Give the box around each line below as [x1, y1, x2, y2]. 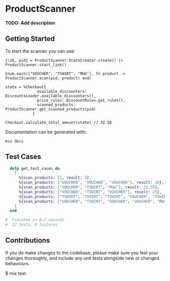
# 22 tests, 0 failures [5, 222, 58, 227]
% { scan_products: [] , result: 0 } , [18, 175, 92, 181]
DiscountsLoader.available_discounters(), [5, 93, 96, 98]
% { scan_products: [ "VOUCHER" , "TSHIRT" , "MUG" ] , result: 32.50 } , [18, 185, 159, 190]
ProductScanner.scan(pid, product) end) [5, 76, 92, 81]
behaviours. [5, 260, 30, 266]
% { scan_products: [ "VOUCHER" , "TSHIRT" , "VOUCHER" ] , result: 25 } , [18, 189, 162, 194]
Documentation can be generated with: [5, 129, 87, 135]
